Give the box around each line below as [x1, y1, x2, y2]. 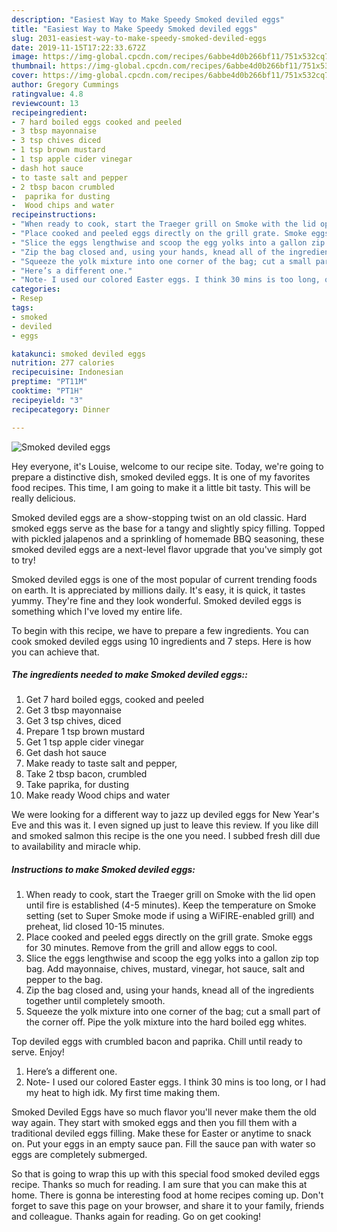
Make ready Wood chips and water [25, 789, 171, 801]
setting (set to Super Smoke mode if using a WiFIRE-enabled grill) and [25, 910, 315, 922]
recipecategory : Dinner [11, 404, 111, 415]
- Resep [11, 294, 44, 304]
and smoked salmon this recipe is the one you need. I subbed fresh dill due [11, 830, 321, 842]
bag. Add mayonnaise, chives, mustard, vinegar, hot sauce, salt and [25, 963, 306, 975]
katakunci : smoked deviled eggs [11, 349, 146, 359]
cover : [11, 71, 39, 81]
